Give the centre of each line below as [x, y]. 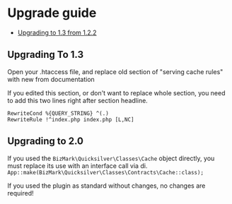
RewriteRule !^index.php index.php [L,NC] [71, 119]
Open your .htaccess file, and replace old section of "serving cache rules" [115, 71]
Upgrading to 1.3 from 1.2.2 [57, 32]
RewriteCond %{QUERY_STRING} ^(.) [58, 113]
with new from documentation [51, 79]
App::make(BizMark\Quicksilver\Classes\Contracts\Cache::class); [105, 172]
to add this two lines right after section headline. [78, 100]
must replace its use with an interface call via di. [77, 166]
